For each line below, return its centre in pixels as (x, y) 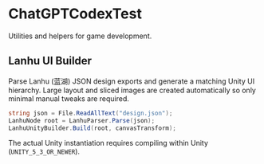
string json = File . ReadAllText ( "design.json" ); (91, 113)
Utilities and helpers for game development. (80, 36)
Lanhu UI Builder (50, 61)
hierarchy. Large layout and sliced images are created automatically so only (132, 90)
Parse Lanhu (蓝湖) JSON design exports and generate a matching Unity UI (132, 81)
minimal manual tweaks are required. (69, 98)
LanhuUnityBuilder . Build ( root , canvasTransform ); (93, 128)
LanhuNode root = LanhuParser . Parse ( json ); (82, 120)
